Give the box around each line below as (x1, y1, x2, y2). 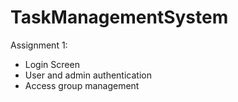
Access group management (24, 79, 140, 91)
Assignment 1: (10, 39, 68, 51)
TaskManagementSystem (10, 6, 229, 29)
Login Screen (24, 58, 80, 70)
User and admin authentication (24, 69, 152, 81)
